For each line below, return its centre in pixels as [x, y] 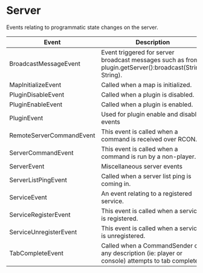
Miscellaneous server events [142, 166]
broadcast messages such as [143, 60]
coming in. [116, 184]
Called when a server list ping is [146, 176]
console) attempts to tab [136, 260]
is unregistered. [123, 236]
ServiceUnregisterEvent [43, 232]
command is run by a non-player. [149, 156]
